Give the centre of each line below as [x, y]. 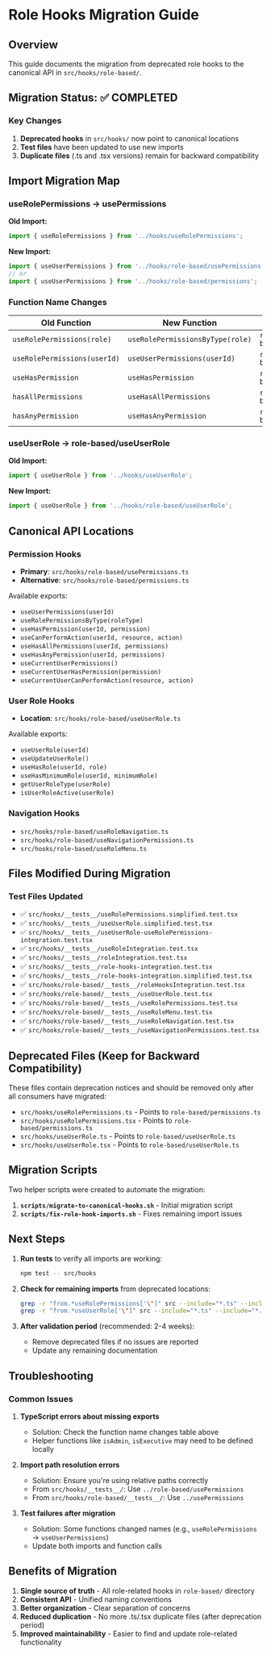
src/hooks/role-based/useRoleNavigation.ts [94, 832]
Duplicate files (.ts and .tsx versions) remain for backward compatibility [140, 156]
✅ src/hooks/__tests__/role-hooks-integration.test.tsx [116, 966]
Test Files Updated [46, 896]
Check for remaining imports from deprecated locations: [115, 1289]
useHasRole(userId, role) [63, 768]
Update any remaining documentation [95, 1351]
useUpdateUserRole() [54, 759]
